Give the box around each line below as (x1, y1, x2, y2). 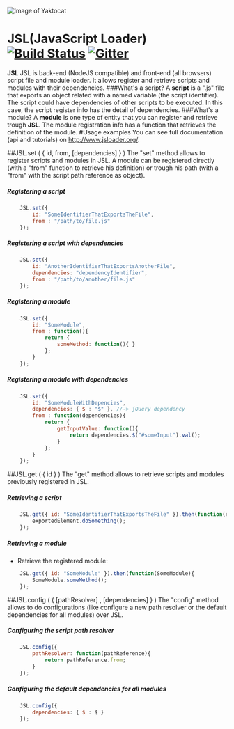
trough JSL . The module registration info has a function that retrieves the (7, 120, 217, 129)
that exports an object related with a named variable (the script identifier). (7, 91, 219, 99)
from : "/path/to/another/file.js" (32, 276, 136, 283)
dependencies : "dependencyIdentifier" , (32, 269, 148, 276)
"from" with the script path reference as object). (7, 171, 146, 179)
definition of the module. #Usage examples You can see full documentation (7, 127, 224, 136)
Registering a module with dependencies (7, 375, 129, 384)
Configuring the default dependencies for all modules (7, 684, 167, 693)
